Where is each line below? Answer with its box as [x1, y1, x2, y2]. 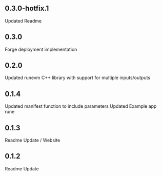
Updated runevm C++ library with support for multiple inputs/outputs [5, 74, 151, 81]
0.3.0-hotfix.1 [5, 4, 49, 13]
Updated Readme [5, 17, 42, 24]
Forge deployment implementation [5, 46, 77, 52]
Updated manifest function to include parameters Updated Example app [5, 103, 157, 109]
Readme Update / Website [5, 137, 60, 143]
